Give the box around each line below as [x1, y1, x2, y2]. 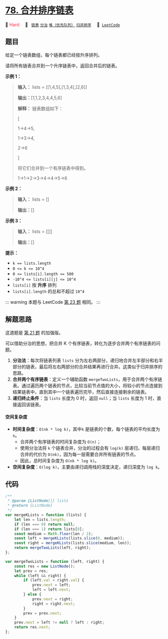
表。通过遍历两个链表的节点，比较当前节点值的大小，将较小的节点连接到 [12, 382, 162, 388]
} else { [23, 592, 42, 597]
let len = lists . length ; [14, 517, 66, 522]
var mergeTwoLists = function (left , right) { [5, 559, 105, 564]
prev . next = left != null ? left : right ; [14, 620, 105, 625]
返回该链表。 [17, 401, 44, 408]
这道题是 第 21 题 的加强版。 [5, 329, 63, 335]
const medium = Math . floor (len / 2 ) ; [14, 531, 94, 536]
